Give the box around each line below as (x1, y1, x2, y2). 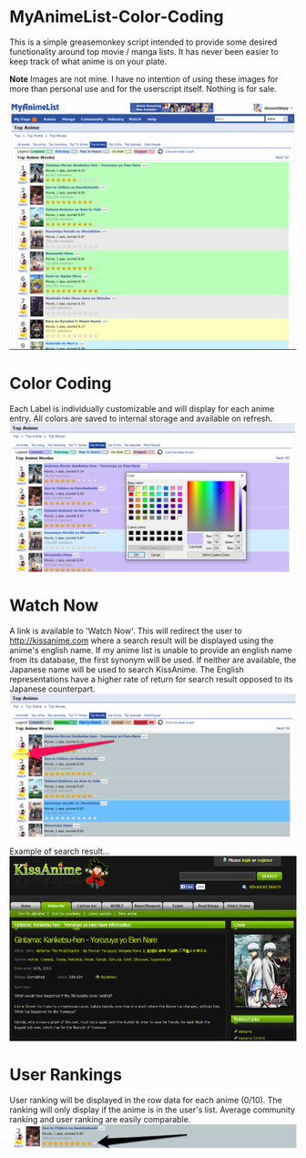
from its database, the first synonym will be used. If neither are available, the (9, 654, 297, 665)
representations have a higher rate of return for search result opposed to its (9, 673, 293, 684)
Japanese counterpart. (9, 683, 96, 694)
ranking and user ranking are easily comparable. (9, 1113, 191, 1124)
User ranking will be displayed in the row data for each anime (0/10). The (9, 1094, 282, 1105)
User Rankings (9, 1064, 123, 1085)
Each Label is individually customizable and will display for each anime (9, 403, 275, 414)
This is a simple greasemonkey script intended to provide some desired (9, 36, 278, 47)
